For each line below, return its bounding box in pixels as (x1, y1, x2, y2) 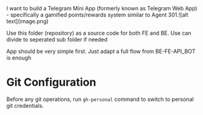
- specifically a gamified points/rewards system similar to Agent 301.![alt (6, 11, 188, 18)
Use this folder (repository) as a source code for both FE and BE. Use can (6, 29, 191, 37)
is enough (6, 54, 32, 61)
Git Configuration (6, 75, 97, 89)
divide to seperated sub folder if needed (6, 36, 108, 43)
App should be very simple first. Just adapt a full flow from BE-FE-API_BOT (6, 47, 196, 55)
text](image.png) (6, 18, 49, 25)
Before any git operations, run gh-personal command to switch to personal (6, 96, 194, 103)
